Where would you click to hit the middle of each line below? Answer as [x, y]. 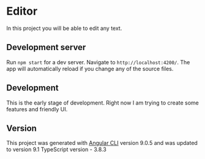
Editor [22, 11]
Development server [46, 47]
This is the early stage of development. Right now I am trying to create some [102, 103]
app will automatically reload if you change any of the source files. [90, 68]
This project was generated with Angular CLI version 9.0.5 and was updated [102, 143]
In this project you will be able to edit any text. [64, 28]
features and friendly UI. [37, 109]
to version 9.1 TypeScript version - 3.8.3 [57, 150]
